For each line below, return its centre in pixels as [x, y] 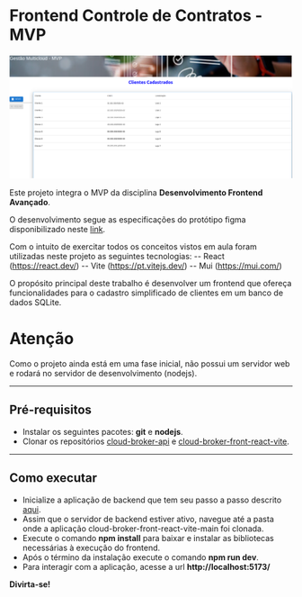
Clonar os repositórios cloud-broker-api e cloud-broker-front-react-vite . [156, 441]
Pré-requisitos [51, 410]
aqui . [31, 509]
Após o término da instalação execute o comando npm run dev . [140, 557]
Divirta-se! [30, 584]
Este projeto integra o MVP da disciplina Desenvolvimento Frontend [136, 192]
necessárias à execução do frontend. [91, 547]
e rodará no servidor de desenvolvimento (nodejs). [103, 373]
